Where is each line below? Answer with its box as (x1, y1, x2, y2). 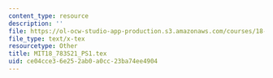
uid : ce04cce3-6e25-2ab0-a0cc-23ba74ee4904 (8, 58, 158, 66)
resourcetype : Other (8, 42, 79, 50)
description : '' (8, 19, 63, 28)
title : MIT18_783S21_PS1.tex (8, 50, 107, 58)
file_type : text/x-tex (8, 34, 85, 43)
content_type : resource (8, 11, 89, 20)
